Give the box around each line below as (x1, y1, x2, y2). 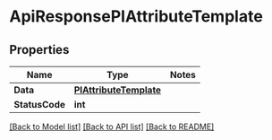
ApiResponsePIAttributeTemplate (9, 6, 264, 27)
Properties (9, 42, 70, 57)
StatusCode (13, 99, 65, 110)
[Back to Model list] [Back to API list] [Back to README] (9, 121, 215, 132)
